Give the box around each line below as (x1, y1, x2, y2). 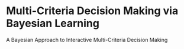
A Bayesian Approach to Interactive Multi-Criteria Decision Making (6, 36, 168, 43)
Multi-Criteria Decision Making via (6, 4, 179, 18)
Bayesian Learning (6, 17, 99, 30)
